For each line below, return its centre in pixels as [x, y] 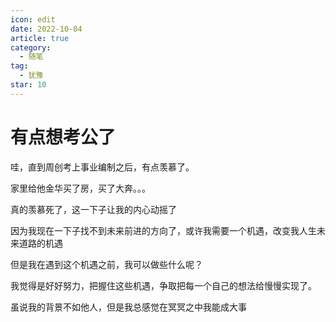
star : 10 [28, 85]
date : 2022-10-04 [46, 29]
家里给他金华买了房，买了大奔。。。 [80, 188]
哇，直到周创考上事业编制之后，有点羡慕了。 [102, 167]
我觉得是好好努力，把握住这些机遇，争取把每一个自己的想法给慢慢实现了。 [163, 285]
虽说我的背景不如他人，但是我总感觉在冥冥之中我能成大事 [128, 307]
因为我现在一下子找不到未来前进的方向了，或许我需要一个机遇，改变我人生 [163, 230]
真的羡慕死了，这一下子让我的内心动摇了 [93, 209]
